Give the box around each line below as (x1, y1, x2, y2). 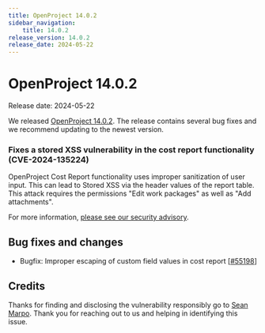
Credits (8, 279, 46, 293)
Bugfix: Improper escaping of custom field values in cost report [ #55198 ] (19, 256, 257, 266)
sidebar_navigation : (8, 19, 77, 27)
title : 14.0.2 (22, 26, 69, 34)
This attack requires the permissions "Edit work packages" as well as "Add (8, 189, 252, 198)
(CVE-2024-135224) (8, 154, 89, 165)
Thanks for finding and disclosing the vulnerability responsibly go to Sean (8, 300, 248, 309)
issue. (8, 316, 28, 326)
